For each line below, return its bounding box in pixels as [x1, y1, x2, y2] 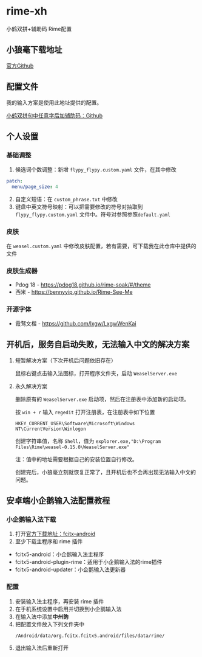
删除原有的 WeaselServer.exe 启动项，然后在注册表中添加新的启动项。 [15, 395, 190, 403]
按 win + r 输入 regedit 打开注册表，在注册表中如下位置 [15, 408, 155, 415]
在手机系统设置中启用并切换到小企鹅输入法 [15, 605, 122, 613]
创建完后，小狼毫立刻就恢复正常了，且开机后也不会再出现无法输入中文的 [15, 468, 196, 476]
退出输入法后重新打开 [15, 644, 69, 652]
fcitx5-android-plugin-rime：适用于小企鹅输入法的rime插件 [15, 558, 163, 566]
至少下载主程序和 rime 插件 [15, 538, 83, 545]
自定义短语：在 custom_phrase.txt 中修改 [15, 196, 118, 203]
